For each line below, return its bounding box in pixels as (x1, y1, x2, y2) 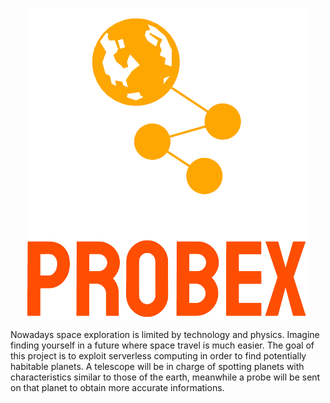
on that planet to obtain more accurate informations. (10, 382, 225, 393)
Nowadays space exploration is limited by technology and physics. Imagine (10, 329, 320, 340)
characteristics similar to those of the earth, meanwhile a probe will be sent (10, 371, 321, 383)
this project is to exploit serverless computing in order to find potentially (10, 350, 307, 362)
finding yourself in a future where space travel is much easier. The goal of (10, 339, 315, 351)
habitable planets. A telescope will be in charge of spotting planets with (10, 361, 305, 372)
